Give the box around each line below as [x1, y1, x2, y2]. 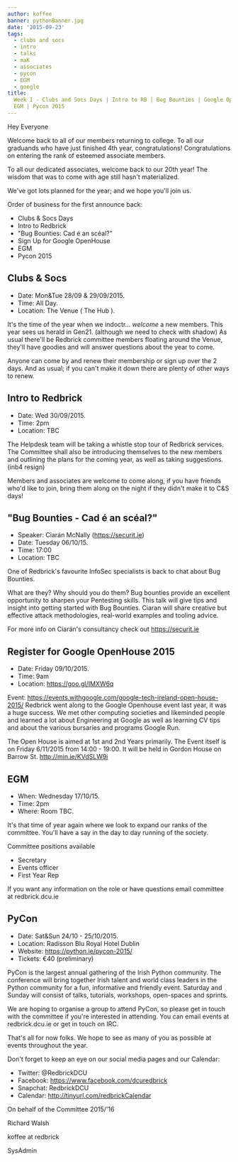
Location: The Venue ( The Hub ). [17, 306, 115, 315]
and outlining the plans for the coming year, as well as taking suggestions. [7, 455, 224, 463]
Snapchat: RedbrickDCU [17, 1083, 89, 1092]
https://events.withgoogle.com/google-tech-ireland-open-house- [27, 694, 219, 702]
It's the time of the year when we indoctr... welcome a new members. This [7, 320, 223, 328]
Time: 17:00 [17, 546, 52, 554]
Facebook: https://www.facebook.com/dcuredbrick [17, 1076, 168, 1085]
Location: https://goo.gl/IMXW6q [17, 679, 114, 688]
